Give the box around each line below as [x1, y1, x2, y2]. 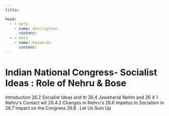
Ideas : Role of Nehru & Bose [5, 77, 126, 89]
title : [5, 7, 19, 13]
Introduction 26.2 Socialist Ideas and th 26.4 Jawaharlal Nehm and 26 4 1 [5, 94, 158, 100]
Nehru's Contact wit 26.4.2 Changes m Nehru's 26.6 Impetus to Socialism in [5, 99, 164, 105]
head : [5, 16, 17, 22]
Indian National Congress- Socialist [5, 66, 157, 78]
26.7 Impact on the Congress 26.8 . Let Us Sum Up [5, 105, 111, 111]
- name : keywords [14, 40, 51, 46]
